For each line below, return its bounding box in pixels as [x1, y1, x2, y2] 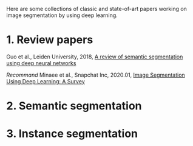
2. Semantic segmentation [6, 99, 142, 113]
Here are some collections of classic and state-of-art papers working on [6, 5, 187, 12]
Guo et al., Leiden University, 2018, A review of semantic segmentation [6, 53, 183, 60]
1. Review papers [6, 33, 93, 47]
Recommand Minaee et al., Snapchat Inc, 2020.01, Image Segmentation [6, 71, 185, 78]
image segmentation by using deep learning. [6, 12, 118, 19]
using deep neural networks [6, 59, 76, 66]
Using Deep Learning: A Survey [6, 77, 85, 85]
